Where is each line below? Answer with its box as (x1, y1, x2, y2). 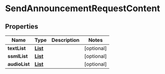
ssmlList (7, 53, 28, 59)
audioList (7, 61, 30, 67)
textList (7, 45, 26, 52)
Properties (5, 22, 38, 31)
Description (51, 37, 80, 43)
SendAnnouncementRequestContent (5, 3, 161, 14)
